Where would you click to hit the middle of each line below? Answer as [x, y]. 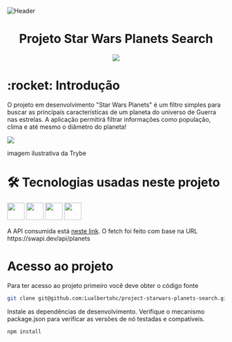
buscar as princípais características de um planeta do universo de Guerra [112, 112]
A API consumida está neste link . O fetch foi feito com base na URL [103, 231]
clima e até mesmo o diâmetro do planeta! [67, 127]
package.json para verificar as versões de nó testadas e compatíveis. [106, 318]
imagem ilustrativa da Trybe [47, 153]
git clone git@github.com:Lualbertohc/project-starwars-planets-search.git [118, 298]
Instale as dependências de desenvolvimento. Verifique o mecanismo [106, 312]
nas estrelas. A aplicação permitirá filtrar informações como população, [109, 119]
